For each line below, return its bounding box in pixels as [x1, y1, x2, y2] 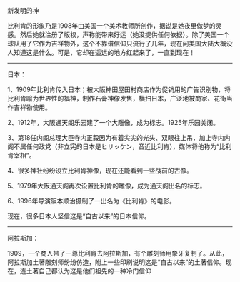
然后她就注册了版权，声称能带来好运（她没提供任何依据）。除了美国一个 [19, 31, 230, 39]
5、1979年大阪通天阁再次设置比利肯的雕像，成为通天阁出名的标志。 [7, 181, 206, 190]
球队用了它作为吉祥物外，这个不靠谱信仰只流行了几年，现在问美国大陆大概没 [7, 39, 233, 48]
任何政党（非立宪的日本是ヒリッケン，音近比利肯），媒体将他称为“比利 [26, 142, 232, 151]
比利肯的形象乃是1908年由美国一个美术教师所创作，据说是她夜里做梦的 [7, 21, 216, 30]
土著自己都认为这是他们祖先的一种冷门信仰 [26, 267, 151, 275]
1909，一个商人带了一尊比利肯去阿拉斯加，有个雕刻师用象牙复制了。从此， [7, 249, 229, 257]
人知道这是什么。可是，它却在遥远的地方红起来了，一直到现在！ [7, 49, 195, 56]
